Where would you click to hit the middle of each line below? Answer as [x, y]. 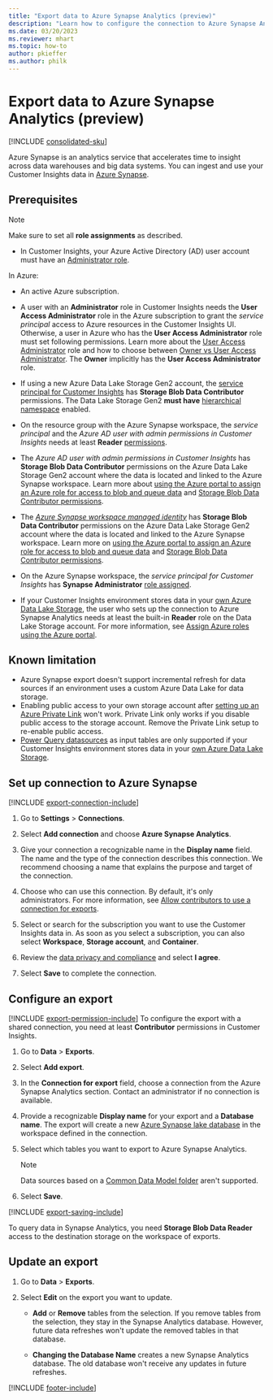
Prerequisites [43, 200]
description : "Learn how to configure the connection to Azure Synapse [132, 24]
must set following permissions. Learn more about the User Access [133, 341]
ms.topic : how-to [38, 46]
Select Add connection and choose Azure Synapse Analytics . [126, 834]
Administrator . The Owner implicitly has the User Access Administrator [141, 359]
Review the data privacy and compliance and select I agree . [120, 958]
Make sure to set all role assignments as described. [95, 235]
